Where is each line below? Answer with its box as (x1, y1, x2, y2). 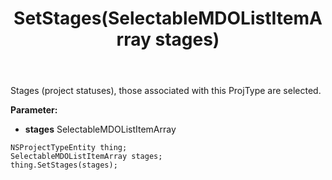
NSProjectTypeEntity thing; (10, 143, 128, 153)
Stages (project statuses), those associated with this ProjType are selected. (10, 85, 322, 97)
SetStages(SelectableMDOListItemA (13, 7, 323, 30)
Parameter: (10, 104, 58, 116)
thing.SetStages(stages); (10, 160, 118, 171)
